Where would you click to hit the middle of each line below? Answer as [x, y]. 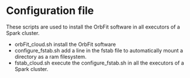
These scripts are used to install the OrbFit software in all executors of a [93, 27]
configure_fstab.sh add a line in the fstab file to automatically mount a [99, 50]
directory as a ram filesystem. [50, 56]
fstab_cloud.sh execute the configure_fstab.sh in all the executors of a [99, 63]
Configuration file [50, 11]
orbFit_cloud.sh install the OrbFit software [65, 44]
